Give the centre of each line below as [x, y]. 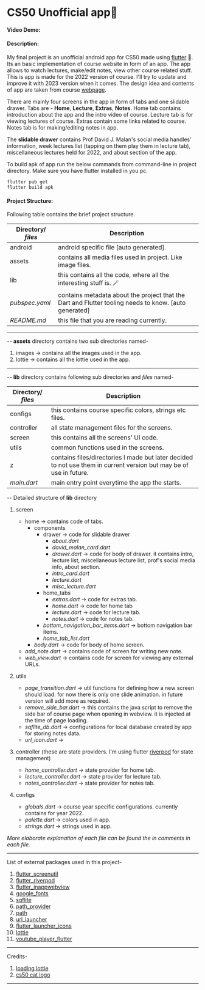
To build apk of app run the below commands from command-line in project [102, 164]
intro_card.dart [71, 573]
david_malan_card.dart [81, 548]
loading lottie [32, 969]
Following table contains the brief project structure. [71, 215]
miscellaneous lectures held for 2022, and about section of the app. [92, 152]
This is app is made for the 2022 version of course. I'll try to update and [97, 76]
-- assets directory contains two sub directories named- [78, 341]
